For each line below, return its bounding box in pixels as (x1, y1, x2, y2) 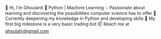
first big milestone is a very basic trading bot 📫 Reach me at (5, 21, 130, 27)
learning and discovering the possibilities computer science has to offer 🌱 (5, 10, 157, 16)
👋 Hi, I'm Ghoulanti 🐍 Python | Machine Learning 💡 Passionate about (5, 5, 146, 10)
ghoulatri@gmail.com (5, 28, 49, 34)
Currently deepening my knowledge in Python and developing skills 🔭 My (5, 15, 156, 21)
